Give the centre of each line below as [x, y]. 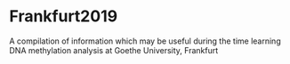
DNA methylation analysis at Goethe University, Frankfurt [114, 50]
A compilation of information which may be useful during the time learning [145, 41]
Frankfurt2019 [64, 16]
